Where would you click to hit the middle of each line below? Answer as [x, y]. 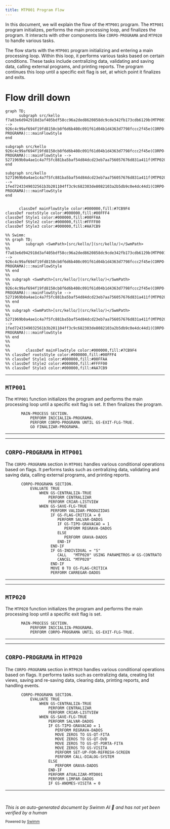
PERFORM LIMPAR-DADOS [71, 779]
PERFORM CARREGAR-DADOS [75, 573]
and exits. [15, 77]
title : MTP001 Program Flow [35, 10]
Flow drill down [38, 97]
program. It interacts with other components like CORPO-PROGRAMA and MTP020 [84, 35]
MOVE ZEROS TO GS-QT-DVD [81, 739]
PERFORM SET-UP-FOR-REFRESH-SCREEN [92, 752]
